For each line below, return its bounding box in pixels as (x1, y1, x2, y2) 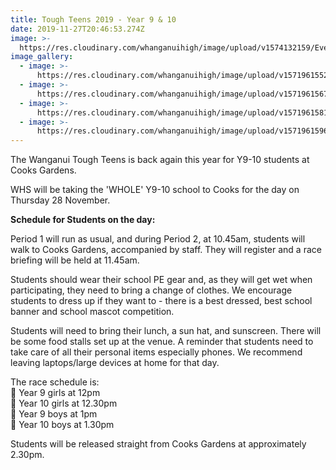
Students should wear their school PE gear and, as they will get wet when (10, 274, 313, 286)
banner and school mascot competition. (10, 306, 175, 318)
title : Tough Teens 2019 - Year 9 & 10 (10, 14, 177, 25)
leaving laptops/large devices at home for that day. (10, 357, 220, 369)
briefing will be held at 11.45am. (10, 254, 140, 266)
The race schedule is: (10, 376, 100, 388)
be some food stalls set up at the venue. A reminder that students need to (10, 336, 314, 348)
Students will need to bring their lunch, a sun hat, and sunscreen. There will (10, 325, 322, 337)
